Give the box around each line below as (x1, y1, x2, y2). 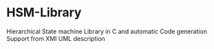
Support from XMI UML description (6, 34, 105, 42)
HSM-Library (6, 5, 82, 20)
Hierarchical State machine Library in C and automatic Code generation (6, 27, 208, 35)
